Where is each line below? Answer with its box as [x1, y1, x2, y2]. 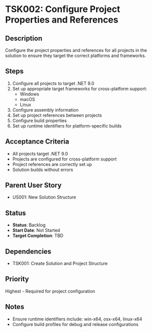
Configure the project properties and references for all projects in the [5, 47, 147, 53]
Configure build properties [12, 117, 67, 123]
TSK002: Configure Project [5, 3, 121, 15]
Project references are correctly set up [12, 161, 92, 167]
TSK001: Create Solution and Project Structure [12, 260, 108, 266]
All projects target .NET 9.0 [12, 150, 68, 156]
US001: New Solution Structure [12, 194, 76, 200]
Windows [19, 91, 39, 97]
